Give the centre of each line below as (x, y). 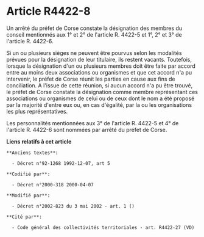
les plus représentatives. (37, 111)
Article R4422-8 (48, 11)
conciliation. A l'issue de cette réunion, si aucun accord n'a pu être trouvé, (100, 85)
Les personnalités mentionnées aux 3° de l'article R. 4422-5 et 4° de (93, 123)
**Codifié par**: (28, 174)
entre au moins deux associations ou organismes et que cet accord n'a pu (99, 72)
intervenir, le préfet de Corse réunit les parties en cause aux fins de (91, 79)
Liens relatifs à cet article (39, 141)
